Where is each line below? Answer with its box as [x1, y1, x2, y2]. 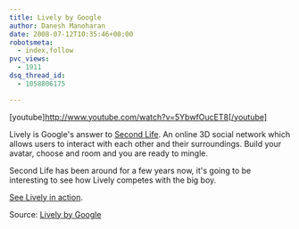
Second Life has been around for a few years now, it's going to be [9, 165, 252, 176]
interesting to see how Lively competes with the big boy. [9, 175, 217, 185]
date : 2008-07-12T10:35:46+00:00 [9, 29, 134, 38]
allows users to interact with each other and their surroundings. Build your [9, 138, 282, 149]
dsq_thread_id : [9, 71, 66, 80]
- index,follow [17, 46, 74, 55]
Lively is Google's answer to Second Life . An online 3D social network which [9, 128, 291, 139]
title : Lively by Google [9, 12, 102, 22]
